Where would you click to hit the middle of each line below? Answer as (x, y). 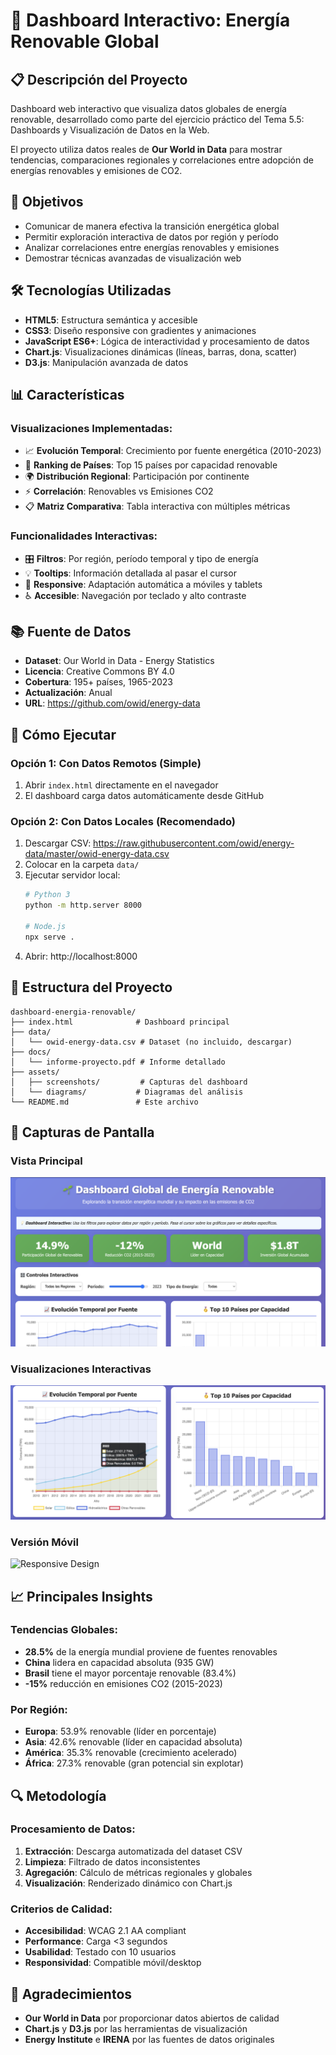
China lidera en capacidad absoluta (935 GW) (119, 1662)
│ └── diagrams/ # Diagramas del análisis (127, 1092)
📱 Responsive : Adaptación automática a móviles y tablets (143, 584)
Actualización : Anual (68, 693)
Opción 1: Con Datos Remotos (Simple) (106, 763)
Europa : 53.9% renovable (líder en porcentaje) (120, 1731)
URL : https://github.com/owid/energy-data (112, 703)
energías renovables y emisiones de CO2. (96, 170)
